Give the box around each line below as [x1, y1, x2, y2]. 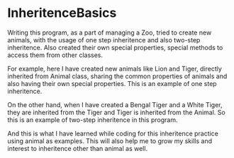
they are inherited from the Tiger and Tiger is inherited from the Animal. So [7, 108, 225, 116]
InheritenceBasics [7, 5, 117, 21]
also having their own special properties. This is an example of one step [7, 79, 218, 87]
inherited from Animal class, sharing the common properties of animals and [7, 72, 228, 80]
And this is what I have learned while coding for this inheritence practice [7, 129, 218, 138]
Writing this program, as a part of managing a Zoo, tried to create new [7, 28, 212, 37]
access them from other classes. [7, 51, 104, 59]
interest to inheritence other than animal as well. [7, 144, 147, 152]
